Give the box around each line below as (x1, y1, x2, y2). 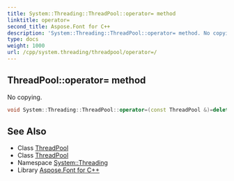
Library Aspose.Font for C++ (17, 166, 100, 174)
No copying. (7, 93, 42, 101)
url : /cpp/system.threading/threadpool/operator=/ (7, 49, 157, 56)
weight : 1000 (7, 42, 45, 49)
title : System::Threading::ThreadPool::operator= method (7, 10, 176, 17)
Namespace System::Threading (17, 159, 108, 167)
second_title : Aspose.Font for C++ (7, 23, 111, 30)
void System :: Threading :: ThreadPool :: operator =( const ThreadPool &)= (7, 106, 214, 113)
